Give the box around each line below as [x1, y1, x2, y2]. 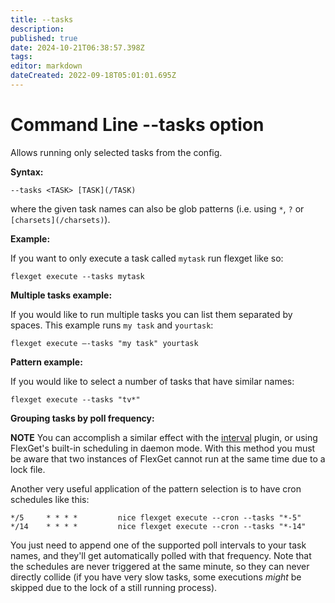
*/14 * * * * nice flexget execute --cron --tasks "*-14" [10, 521, 307, 531]
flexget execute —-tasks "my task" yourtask [10, 338, 199, 348]
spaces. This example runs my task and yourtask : [10, 319, 214, 331]
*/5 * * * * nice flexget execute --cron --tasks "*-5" [10, 512, 302, 523]
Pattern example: [10, 356, 83, 368]
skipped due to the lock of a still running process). [10, 581, 218, 593]
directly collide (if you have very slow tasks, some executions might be [10, 571, 302, 583]
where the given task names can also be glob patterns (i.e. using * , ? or [10, 202, 305, 215]
